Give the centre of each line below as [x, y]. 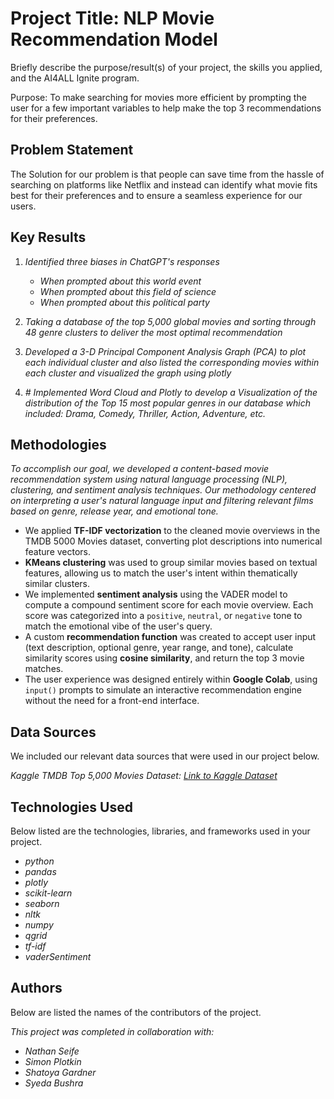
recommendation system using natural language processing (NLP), [149, 479]
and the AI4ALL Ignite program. [75, 78]
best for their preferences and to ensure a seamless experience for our [156, 195]
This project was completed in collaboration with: [112, 1031]
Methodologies [58, 444]
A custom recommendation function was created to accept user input [170, 637]
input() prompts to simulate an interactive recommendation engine [163, 690]
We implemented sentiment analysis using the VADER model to [156, 594]
